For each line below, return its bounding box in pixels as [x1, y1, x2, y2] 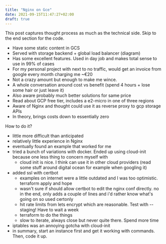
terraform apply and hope [19, 180, 72, 186]
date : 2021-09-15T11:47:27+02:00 [5, 12, 74, 17]
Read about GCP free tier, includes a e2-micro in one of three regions [12, 98, 155, 104]
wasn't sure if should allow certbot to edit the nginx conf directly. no [19, 186, 160, 192]
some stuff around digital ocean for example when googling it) [19, 164, 147, 170]
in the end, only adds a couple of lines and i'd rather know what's [19, 191, 154, 197]
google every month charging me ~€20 [12, 72, 93, 78]
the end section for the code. [5, 35, 64, 41]
